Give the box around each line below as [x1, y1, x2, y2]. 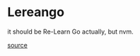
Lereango [7, 4, 65, 20]
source [7, 41, 28, 49]
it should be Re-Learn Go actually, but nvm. [7, 27, 134, 36]
